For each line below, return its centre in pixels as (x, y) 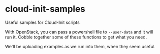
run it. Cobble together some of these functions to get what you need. (76, 37)
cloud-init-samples (45, 9)
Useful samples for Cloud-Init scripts (42, 22)
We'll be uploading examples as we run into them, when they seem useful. (80, 46)
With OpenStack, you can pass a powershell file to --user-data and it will (79, 32)
